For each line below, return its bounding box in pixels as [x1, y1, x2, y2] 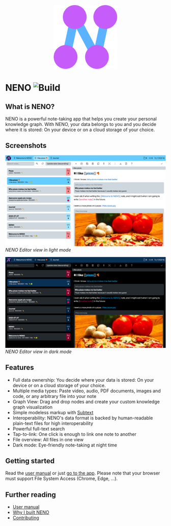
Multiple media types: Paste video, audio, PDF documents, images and [12, 388, 161, 394]
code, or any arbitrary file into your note [12, 393, 97, 399]
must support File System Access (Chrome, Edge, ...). [5, 475, 118, 482]
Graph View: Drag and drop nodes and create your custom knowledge [12, 398, 160, 405]
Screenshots [5, 141, 47, 150]
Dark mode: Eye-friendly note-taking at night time [12, 442, 118, 448]
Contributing [12, 515, 39, 521]
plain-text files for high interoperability [12, 420, 93, 426]
